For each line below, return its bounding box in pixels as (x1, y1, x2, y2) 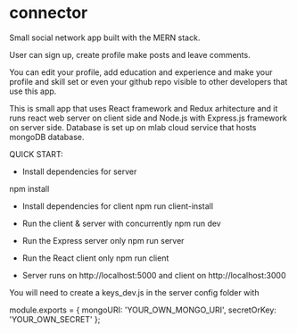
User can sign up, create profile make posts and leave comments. (9, 49, 252, 60)
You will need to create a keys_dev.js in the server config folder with (9, 287, 260, 297)
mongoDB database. (9, 131, 85, 142)
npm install (9, 183, 50, 194)
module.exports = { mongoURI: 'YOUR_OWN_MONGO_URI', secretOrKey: (9, 304, 276, 315)
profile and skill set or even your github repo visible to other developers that (9, 76, 288, 87)
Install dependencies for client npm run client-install (21, 200, 214, 212)
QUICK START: (9, 148, 64, 159)
